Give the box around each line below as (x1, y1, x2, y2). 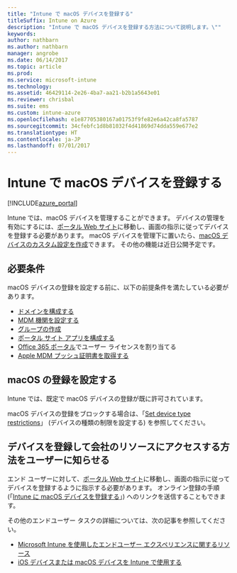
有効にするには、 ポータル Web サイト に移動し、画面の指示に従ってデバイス (7, 223, 229, 231)
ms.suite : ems (7, 103, 50, 110)
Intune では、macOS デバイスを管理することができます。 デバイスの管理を (7, 213, 226, 222)
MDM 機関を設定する (17, 316, 79, 324)
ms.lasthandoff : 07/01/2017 (7, 143, 91, 150)
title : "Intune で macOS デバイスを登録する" (7, 10, 133, 18)
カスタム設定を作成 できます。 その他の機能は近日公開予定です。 (31, 240, 219, 249)
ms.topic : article (7, 63, 62, 70)
